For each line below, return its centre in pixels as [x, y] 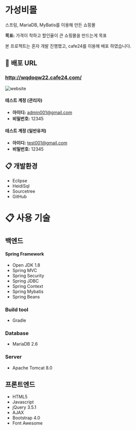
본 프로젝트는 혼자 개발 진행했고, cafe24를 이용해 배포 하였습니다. [68, 46]
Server [14, 357]
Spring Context [28, 286]
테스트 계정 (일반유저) [26, 131]
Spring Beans [26, 296]
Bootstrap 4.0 [26, 418]
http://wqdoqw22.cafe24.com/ [44, 77]
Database [17, 333]
